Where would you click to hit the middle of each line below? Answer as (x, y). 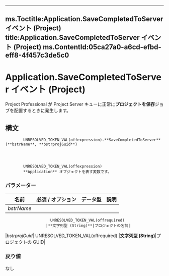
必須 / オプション (56, 200)
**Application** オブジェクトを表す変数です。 (67, 172)
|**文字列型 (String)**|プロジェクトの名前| (88, 226)
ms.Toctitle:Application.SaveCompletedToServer (84, 19)
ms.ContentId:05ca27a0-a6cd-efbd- (102, 47)
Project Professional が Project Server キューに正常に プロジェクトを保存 (80, 104)
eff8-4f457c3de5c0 (37, 55)
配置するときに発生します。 (43, 111)
